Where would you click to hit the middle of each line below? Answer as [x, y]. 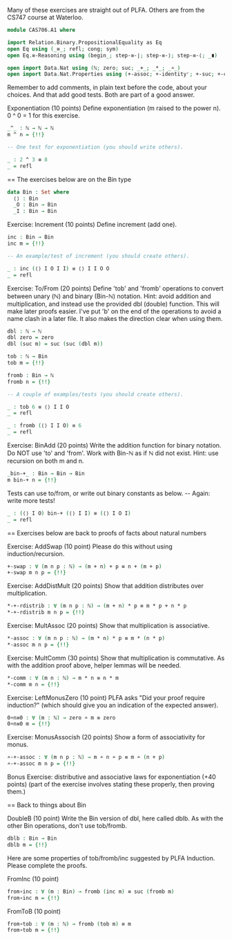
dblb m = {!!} [28, 845]
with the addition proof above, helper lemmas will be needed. [94, 665]
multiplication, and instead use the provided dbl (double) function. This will [113, 304]
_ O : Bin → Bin [35, 205]
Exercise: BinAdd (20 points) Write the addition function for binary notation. [114, 445]
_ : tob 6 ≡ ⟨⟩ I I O [38, 407]
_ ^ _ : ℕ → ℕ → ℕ [30, 128]
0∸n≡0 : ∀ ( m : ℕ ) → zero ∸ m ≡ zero [61, 718]
